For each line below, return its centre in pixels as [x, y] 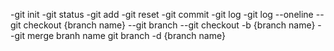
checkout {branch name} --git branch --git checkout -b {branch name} [169, 25]
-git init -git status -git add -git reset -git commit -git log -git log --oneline [162, 14]
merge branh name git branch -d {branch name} [126, 35]
